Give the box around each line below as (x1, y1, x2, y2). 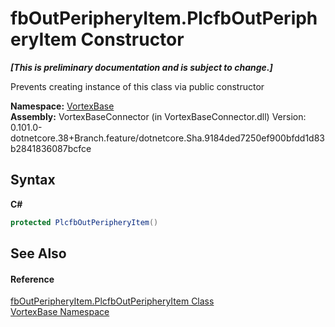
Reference (10, 273, 55, 285)
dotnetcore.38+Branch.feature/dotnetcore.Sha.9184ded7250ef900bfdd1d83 (10, 132, 326, 144)
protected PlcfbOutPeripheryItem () (10, 217, 159, 227)
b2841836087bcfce (10, 142, 92, 154)
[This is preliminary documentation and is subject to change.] (10, 61, 273, 73)
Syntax (10, 172, 56, 189)
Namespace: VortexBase (10, 100, 115, 112)
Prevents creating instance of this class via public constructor (10, 80, 265, 92)
